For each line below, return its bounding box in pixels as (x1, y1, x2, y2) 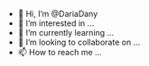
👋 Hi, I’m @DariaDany (17, 9, 98, 19)
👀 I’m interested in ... (17, 18, 95, 29)
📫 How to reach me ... (17, 47, 102, 57)
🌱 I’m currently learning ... (17, 28, 115, 37)
